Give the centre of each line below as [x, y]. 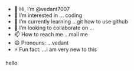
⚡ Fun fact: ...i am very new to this [55, 49]
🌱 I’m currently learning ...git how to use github [71, 21]
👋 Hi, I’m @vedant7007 [42, 9]
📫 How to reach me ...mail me [51, 34]
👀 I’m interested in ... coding [48, 15]
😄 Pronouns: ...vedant [41, 43]
